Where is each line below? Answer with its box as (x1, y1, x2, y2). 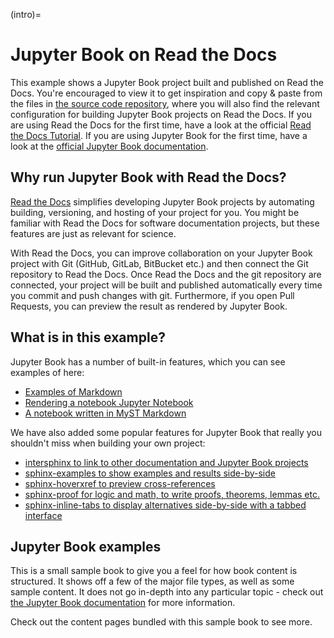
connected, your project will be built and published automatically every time (10, 279, 323, 291)
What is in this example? (10, 329, 166, 346)
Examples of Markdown (24, 385, 123, 398)
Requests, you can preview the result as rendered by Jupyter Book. (10, 300, 288, 312)
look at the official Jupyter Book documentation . (10, 140, 209, 152)
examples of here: (10, 366, 85, 378)
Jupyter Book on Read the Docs (10, 44, 278, 66)
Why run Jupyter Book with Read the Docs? (10, 169, 287, 186)
